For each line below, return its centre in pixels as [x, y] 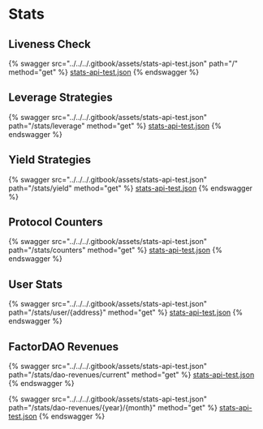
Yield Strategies [50, 160]
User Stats [36, 284]
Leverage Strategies [61, 98]
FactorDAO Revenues [64, 347]
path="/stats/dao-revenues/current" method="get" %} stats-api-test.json [131, 375]
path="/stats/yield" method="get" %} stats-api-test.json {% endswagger [131, 188]
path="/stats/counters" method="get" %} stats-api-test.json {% [116, 250]
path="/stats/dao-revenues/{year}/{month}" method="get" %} [113, 408]
